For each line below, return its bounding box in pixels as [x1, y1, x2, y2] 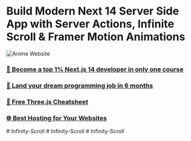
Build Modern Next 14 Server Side [6, 4, 179, 18]
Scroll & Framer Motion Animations [6, 30, 186, 44]
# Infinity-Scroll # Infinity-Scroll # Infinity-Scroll [6, 128, 124, 134]
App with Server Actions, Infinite [6, 17, 175, 31]
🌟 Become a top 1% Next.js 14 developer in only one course [6, 65, 184, 73]
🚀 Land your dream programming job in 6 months [6, 81, 153, 90]
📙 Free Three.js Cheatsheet [6, 97, 89, 106]
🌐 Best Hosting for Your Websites [6, 114, 107, 122]
